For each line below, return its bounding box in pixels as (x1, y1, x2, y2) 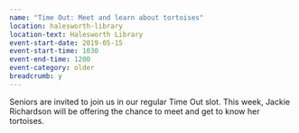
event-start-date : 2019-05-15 (9, 38, 124, 48)
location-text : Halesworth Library (9, 30, 144, 39)
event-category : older (9, 64, 95, 73)
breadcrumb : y (9, 72, 63, 81)
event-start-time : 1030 (9, 47, 99, 56)
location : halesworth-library (9, 22, 124, 31)
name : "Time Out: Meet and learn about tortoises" (9, 13, 204, 22)
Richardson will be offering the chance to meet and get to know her (9, 105, 260, 117)
